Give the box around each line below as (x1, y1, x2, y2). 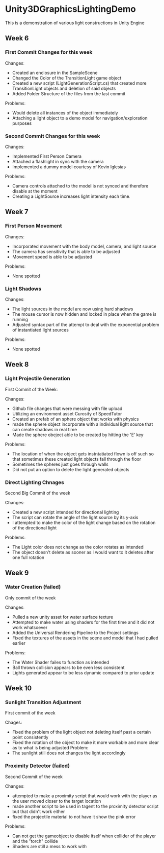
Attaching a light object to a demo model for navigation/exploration (12, 115, 148, 121)
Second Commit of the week (5, 774, 63, 779)
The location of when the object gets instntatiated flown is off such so (12, 450, 154, 457)
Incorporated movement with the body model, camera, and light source (12, 243, 157, 249)
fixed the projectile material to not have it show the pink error (12, 814, 136, 819)
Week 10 (5, 684, 32, 692)
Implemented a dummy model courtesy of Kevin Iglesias (12, 164, 126, 170)
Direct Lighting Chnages (5, 479, 64, 485)
